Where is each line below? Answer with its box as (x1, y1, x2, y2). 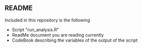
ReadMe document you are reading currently (11, 32, 104, 38)
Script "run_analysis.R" (11, 27, 59, 33)
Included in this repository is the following (4, 17, 90, 23)
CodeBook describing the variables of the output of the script (11, 37, 138, 43)
